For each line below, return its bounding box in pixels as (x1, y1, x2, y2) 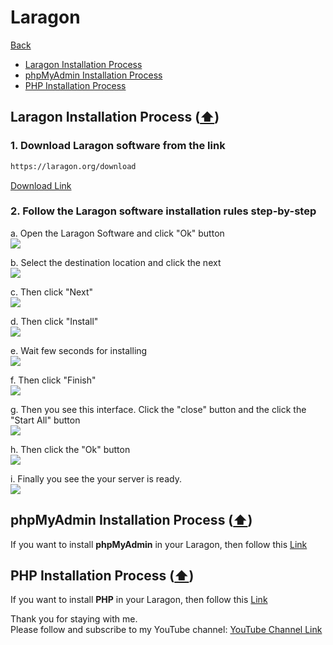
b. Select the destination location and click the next (10, 256, 222, 268)
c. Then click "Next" (10, 286, 93, 298)
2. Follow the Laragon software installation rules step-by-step (10, 204, 317, 218)
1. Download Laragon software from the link (10, 139, 226, 153)
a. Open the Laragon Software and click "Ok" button (10, 227, 225, 239)
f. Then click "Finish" (10, 374, 97, 386)
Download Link (10, 179, 72, 191)
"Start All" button (10, 414, 81, 426)
